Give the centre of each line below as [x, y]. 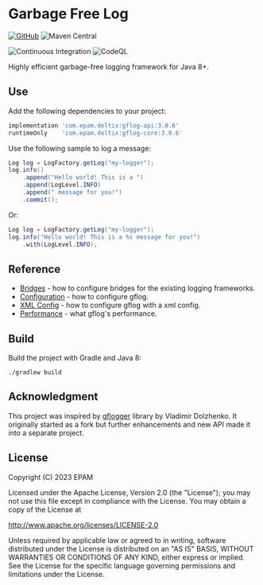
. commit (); [41, 200]
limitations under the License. [56, 574]
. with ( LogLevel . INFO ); [60, 244]
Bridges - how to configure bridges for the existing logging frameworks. [137, 288]
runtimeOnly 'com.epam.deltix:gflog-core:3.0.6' [95, 133]
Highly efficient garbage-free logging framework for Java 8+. [108, 66]
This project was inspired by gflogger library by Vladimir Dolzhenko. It [122, 415]
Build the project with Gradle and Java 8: [75, 358]
